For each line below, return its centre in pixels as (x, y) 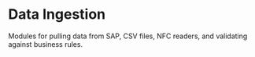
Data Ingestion (57, 14)
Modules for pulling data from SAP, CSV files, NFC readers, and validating (128, 36)
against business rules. (46, 44)
